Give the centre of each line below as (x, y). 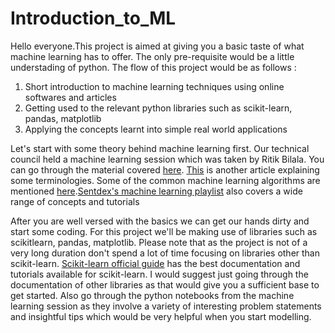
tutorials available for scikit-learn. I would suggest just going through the (159, 274)
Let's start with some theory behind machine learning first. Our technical (160, 148)
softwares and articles (70, 97)
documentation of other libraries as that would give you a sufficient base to (165, 284)
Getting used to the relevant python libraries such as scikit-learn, (158, 108)
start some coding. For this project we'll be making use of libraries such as (164, 231)
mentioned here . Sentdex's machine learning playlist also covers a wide (156, 191)
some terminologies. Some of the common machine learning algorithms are (165, 180)
